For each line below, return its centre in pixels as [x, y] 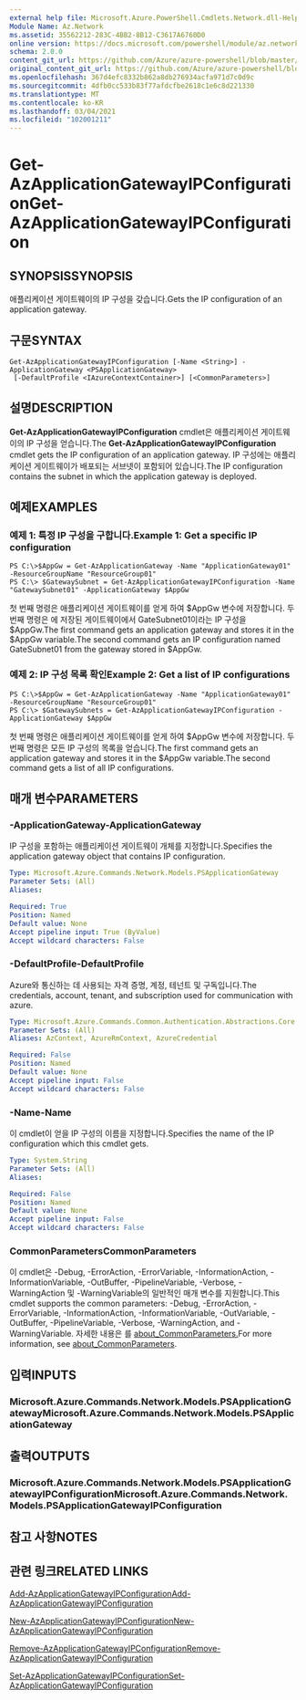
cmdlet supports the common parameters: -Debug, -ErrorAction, [131, 1304]
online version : [40, 43]
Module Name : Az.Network [56, 26]
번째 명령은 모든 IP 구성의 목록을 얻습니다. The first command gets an [134, 747]
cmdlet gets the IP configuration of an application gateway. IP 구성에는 [141, 454]
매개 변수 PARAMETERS [74, 799]
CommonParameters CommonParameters [103, 1251]
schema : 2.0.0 [36, 52]
